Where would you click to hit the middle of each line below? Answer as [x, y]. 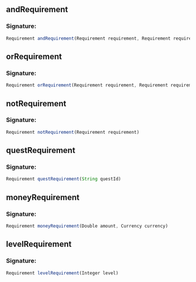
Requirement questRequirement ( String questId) [64, 179]
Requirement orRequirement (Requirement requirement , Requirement [87, 85]
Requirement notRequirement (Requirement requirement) [73, 132]
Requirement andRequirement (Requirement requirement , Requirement [88, 38]
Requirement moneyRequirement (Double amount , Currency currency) [87, 226]
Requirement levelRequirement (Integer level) [62, 273]
